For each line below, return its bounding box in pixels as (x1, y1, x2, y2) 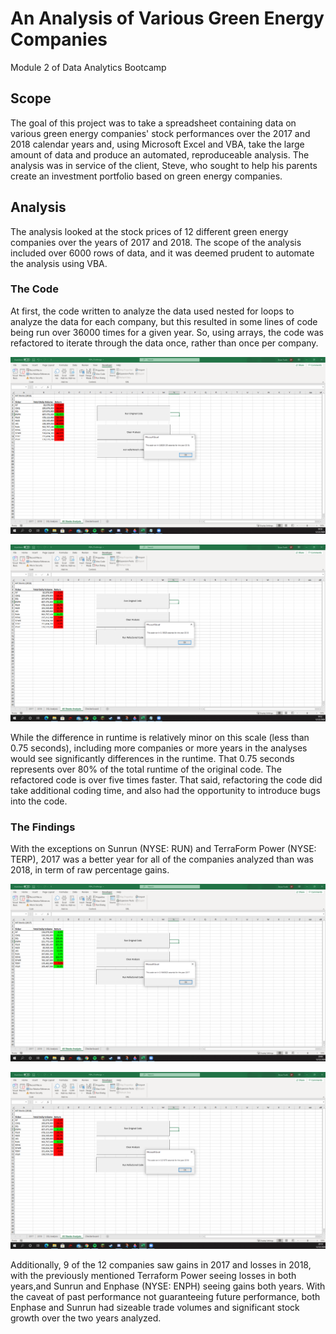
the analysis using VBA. (10, 257, 108, 269)
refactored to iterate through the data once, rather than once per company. (10, 337, 319, 349)
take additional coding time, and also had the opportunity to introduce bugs (10, 784, 321, 796)
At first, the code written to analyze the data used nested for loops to (10, 305, 295, 317)
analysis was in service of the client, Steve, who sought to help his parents (10, 159, 318, 171)
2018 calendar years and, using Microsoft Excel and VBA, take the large (10, 138, 305, 150)
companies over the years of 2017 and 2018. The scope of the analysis (10, 236, 302, 248)
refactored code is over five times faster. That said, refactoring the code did (10, 773, 323, 786)
